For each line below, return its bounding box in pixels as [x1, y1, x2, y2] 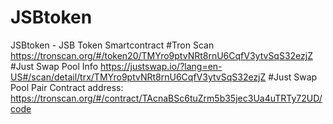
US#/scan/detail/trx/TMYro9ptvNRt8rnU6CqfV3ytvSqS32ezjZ [10, 71, 267, 83]
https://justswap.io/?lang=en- [99, 60, 223, 72]
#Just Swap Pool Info [10, 60, 99, 72]
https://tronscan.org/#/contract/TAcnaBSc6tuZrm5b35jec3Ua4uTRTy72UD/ [10, 92, 323, 104]
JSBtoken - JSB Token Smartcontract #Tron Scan [10, 39, 215, 51]
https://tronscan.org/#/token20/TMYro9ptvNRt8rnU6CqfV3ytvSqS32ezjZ [10, 49, 313, 61]
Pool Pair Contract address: [10, 81, 124, 93]
